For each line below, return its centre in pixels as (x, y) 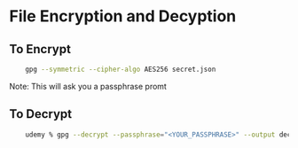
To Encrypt (40, 49)
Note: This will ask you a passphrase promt (88, 86)
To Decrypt (41, 114)
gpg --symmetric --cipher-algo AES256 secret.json (121, 69)
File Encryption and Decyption (123, 16)
